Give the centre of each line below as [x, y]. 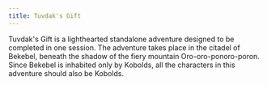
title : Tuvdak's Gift [45, 16]
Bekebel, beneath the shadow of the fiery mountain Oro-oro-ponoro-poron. [134, 56]
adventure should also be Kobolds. [66, 73]
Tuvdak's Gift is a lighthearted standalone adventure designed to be [121, 39]
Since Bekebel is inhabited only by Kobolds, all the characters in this [122, 65]
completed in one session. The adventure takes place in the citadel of [124, 47]
